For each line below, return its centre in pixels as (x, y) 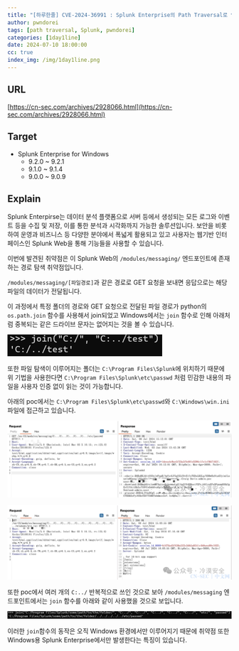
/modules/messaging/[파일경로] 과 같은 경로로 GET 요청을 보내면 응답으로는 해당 (117, 283)
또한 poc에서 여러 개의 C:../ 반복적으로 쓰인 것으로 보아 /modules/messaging (115, 592)
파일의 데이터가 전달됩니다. (44, 291)
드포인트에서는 (28, 601)
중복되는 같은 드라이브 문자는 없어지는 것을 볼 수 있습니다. (94, 324)
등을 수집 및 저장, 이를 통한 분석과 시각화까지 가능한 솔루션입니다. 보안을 (114, 226)
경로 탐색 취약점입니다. (52, 267)
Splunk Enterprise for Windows (63, 154)
